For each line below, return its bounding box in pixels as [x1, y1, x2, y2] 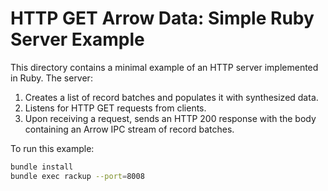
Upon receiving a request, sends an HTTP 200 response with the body [24, 112, 317, 124]
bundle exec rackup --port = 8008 [10, 171, 145, 181]
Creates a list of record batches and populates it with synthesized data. [24, 91, 319, 103]
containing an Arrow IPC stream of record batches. [24, 123, 235, 135]
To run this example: [10, 142, 95, 154]
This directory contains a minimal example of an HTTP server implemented [10, 61, 319, 73]
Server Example [10, 28, 145, 51]
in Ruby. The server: [10, 72, 93, 84]
